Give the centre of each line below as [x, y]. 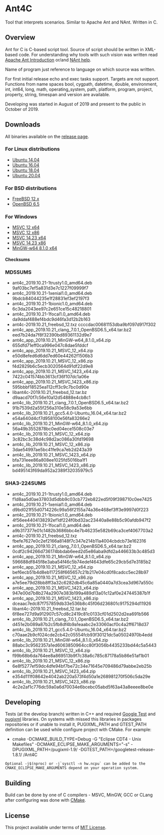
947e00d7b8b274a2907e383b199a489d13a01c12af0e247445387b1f [81, 593]
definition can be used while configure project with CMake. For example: [78, 730]
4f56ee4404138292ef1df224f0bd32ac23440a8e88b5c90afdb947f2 [82, 520]
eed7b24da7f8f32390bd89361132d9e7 [52, 335]
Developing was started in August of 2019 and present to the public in [75, 104]
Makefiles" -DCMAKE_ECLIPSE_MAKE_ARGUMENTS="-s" [71, 744]
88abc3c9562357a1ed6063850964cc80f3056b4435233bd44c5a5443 [84, 645]
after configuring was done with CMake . [46, 800]
